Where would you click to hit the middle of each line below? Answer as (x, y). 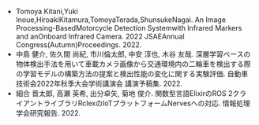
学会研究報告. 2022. (48, 113)
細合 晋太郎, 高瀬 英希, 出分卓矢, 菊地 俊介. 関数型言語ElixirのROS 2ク (128, 93)
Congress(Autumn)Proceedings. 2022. (79, 45)
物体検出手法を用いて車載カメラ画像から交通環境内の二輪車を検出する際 (133, 64)
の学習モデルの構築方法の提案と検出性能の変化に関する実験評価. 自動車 (132, 74)
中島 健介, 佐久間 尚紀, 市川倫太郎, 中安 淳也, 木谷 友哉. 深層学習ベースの (133, 54)
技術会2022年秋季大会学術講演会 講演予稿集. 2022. (99, 83)
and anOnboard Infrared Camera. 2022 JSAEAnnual (100, 36)
